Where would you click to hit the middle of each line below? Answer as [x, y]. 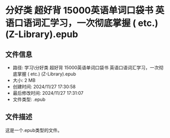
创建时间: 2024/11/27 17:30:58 [44, 87]
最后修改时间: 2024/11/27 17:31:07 [48, 93]
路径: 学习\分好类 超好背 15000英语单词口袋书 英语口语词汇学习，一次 [86, 67]
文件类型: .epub [29, 99]
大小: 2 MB [24, 80]
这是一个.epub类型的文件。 [34, 130]
